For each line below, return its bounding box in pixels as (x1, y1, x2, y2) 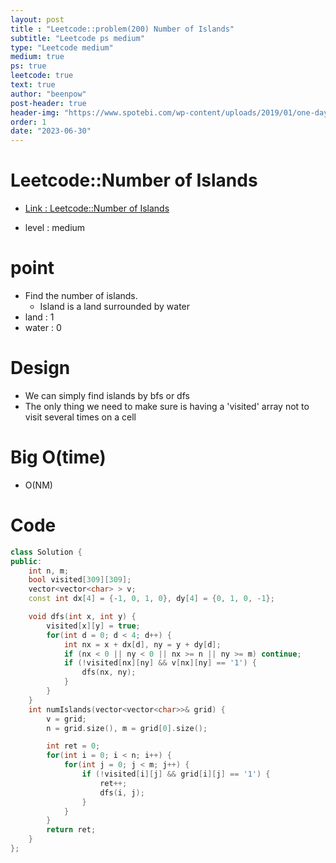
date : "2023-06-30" (10, 126, 92, 136)
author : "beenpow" (10, 89, 87, 99)
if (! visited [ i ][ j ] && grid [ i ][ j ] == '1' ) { (81, 769, 271, 780)
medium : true (10, 52, 65, 62)
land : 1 (24, 311, 55, 323)
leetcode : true (10, 71, 74, 81)
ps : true (10, 61, 47, 71)
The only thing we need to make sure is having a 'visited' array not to (24, 400, 310, 412)
